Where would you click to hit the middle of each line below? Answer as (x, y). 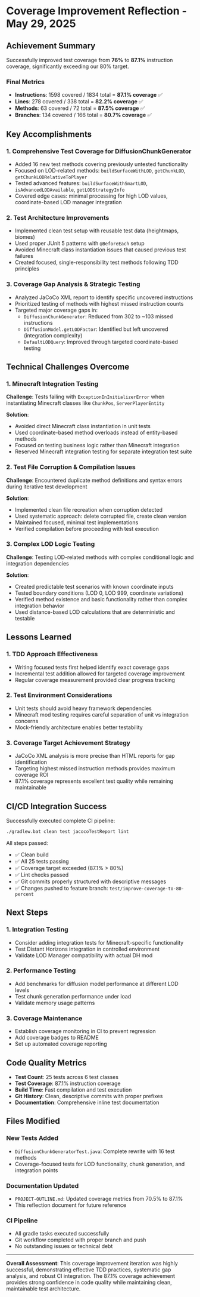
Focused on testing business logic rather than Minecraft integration (97, 445)
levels (22, 990)
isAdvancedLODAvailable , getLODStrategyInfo (70, 189)
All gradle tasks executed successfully (62, 1234)
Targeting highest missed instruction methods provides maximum (95, 769)
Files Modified (33, 1121)
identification (31, 762)
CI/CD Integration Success (57, 806)
